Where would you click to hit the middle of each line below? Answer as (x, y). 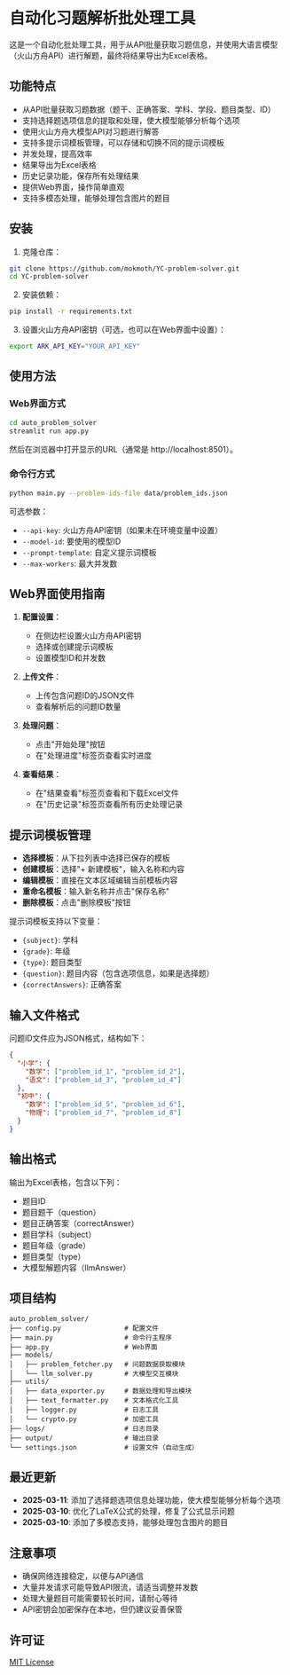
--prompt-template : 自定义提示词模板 (89, 552)
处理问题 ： (42, 726)
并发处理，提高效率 (57, 153)
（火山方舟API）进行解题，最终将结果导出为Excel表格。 (111, 55)
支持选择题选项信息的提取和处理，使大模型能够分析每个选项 (131, 120)
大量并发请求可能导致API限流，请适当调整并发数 (110, 1587)
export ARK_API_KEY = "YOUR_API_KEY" (75, 347)
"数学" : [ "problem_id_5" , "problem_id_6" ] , (106, 1105)
